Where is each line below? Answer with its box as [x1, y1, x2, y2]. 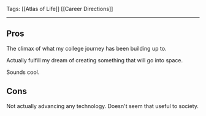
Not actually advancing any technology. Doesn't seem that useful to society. [6, 102, 199, 109]
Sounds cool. [6, 68, 40, 76]
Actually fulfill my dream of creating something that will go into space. [6, 56, 183, 63]
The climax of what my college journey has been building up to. [6, 45, 167, 52]
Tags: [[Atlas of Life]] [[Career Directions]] [6, 5, 113, 12]
